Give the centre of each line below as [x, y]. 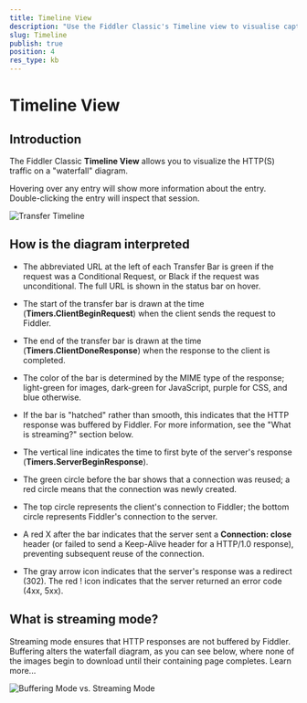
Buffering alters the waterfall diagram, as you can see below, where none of [152, 651]
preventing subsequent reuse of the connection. [113, 553]
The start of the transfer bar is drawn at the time [113, 303]
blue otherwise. [52, 397]
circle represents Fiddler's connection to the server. [120, 516]
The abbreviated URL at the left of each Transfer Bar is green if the [148, 267]
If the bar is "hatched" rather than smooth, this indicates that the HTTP [156, 414]
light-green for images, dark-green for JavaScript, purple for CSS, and [155, 387]
